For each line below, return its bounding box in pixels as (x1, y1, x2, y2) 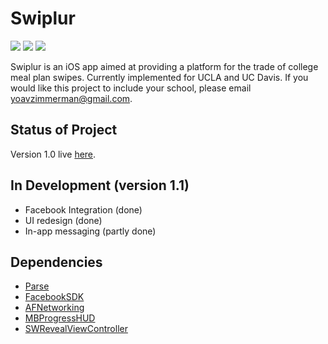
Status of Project (10, 122, 118, 139)
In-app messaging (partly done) (24, 225, 157, 237)
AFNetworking (24, 302, 85, 314)
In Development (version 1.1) (10, 177, 190, 194)
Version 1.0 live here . (10, 148, 97, 160)
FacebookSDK (24, 291, 85, 303)
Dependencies (10, 253, 103, 271)
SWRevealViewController (24, 323, 128, 335)
